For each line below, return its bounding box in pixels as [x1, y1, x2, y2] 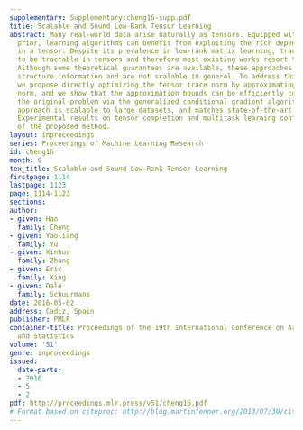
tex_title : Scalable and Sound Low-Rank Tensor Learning [9, 164, 228, 173]
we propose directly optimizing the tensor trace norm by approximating [17, 80, 297, 89]
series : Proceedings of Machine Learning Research [9, 139, 204, 148]
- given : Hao [9, 214, 59, 224]
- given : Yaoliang [9, 231, 78, 240]
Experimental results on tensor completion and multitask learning [17, 114, 277, 123]
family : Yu [17, 240, 59, 249]
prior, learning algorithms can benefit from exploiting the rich [17, 38, 272, 48]
